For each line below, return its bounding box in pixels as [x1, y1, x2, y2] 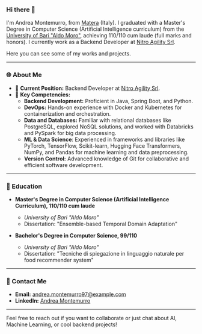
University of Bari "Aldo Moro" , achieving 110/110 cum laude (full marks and [6, 32, 192, 39]
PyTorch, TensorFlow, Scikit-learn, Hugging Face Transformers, [23, 142, 182, 150]
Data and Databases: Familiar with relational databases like [23, 116, 171, 124]
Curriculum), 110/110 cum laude [14, 202, 95, 209]
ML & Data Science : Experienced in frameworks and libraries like [23, 136, 185, 143]
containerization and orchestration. [23, 110, 111, 117]
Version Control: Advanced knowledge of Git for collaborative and [23, 155, 189, 162]
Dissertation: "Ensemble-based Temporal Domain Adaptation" [23, 220, 178, 227]
